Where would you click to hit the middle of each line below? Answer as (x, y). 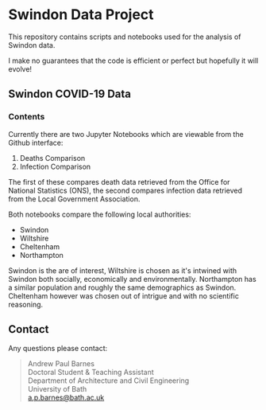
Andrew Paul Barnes (61, 364)
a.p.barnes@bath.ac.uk (66, 398)
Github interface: (36, 143)
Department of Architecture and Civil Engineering (108, 381)
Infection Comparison (55, 166)
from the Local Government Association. (74, 199)
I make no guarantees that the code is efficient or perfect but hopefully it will (133, 61)
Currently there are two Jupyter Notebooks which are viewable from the (126, 134)
